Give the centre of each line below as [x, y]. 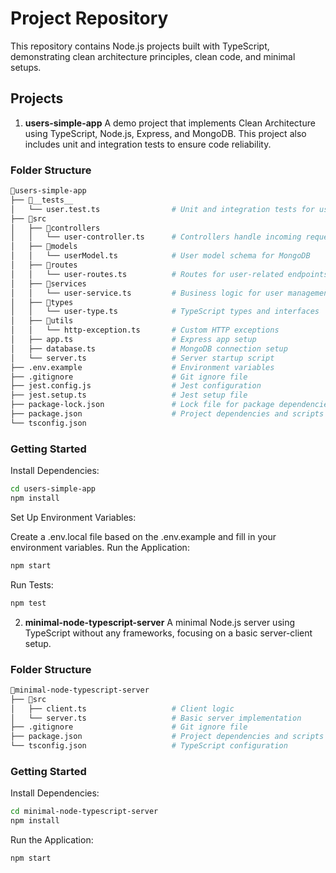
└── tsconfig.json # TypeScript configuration [149, 746]
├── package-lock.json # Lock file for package [142, 405]
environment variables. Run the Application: [100, 547]
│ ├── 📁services [48, 283]
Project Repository [89, 18]
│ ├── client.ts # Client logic [122, 708]
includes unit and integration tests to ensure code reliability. [148, 144]
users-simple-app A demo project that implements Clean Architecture [170, 123]
